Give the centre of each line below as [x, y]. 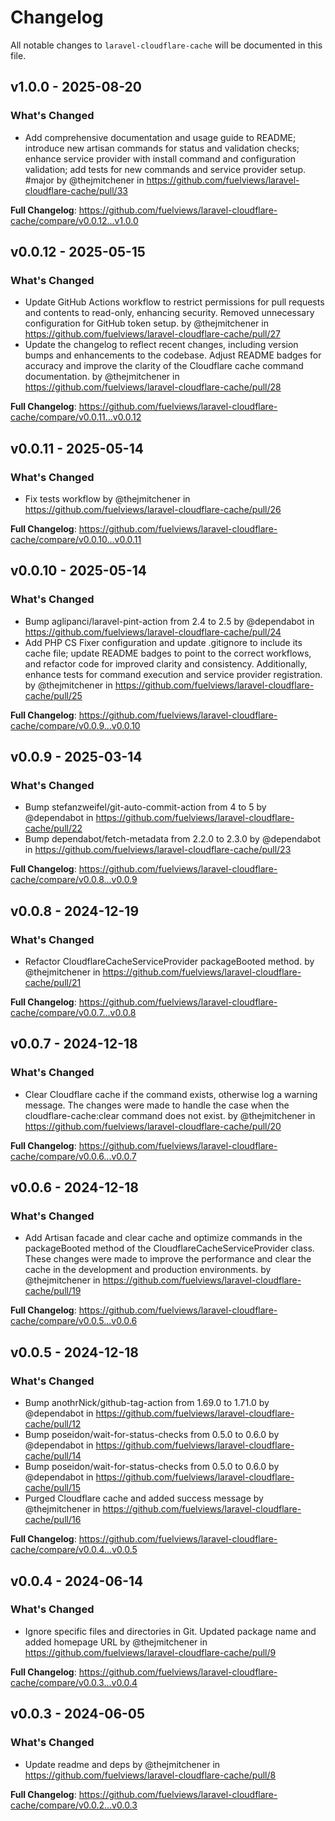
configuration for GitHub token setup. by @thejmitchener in [146, 323]
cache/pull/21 [53, 983]
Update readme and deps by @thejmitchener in [122, 1764]
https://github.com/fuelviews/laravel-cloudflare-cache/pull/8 [150, 1775]
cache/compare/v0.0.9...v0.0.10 [75, 725]
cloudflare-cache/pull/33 [76, 190]
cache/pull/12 [53, 1424]
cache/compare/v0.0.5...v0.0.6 [74, 1321]
